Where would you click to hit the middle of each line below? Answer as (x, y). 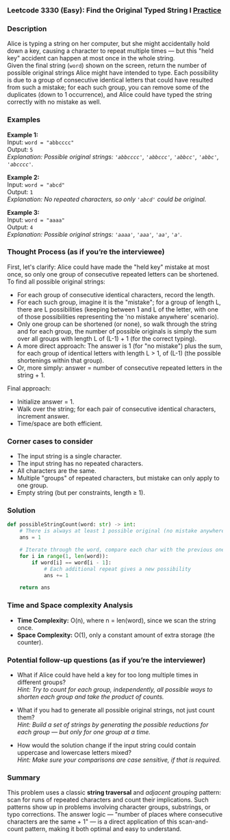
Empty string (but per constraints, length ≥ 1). (81, 493)
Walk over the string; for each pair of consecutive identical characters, (116, 409)
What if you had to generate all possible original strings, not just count (116, 710)
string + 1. (31, 375)
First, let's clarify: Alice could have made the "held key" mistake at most (108, 267)
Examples (24, 120)
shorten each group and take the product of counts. (90, 697)
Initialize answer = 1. (46, 401)
